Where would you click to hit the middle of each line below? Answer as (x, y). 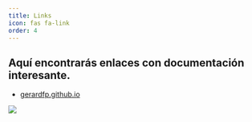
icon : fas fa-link (39, 23)
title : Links (30, 16)
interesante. (39, 75)
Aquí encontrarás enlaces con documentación (126, 63)
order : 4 (23, 30)
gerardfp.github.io (50, 94)
